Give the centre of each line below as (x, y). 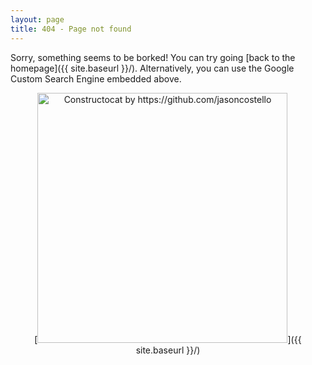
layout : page (37, 19)
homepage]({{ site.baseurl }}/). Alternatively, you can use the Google (152, 68)
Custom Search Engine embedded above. (96, 78)
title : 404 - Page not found (71, 29)
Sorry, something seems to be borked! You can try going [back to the (153, 57)
